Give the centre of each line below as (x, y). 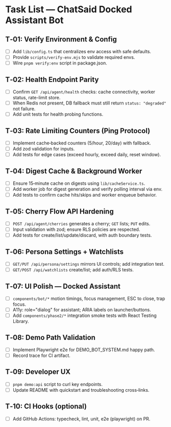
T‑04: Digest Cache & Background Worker (74, 171)
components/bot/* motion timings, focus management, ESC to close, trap (89, 298)
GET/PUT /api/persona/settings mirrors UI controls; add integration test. (89, 264)
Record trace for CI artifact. (41, 355)
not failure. (24, 109)
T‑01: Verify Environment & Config (61, 39)
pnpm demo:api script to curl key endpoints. (58, 384)
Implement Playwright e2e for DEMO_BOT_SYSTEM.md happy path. (84, 350)
